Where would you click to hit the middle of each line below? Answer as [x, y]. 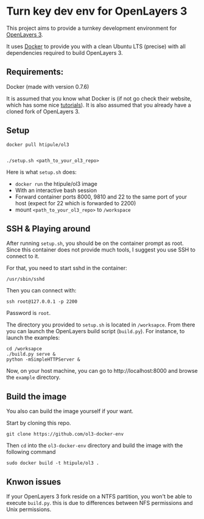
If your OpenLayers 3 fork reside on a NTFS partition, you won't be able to [99, 496]
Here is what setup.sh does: [42, 172]
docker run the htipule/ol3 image [56, 183]
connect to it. [23, 256]
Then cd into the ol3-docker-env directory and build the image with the [95, 445]
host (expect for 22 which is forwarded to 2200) [76, 203]
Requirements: [35, 72]
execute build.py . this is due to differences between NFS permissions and [100, 503]
